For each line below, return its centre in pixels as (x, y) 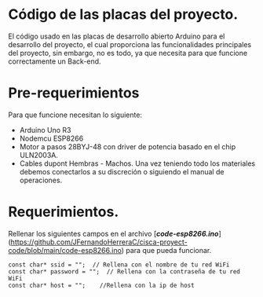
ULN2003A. (39, 155)
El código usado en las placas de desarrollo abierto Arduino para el (117, 36)
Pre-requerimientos (74, 93)
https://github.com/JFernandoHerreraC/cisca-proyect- (99, 242)
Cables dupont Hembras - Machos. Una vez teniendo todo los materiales (137, 163)
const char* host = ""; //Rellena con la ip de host (101, 285)
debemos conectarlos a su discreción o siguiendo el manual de (122, 171)
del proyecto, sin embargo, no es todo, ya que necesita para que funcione (128, 53)
